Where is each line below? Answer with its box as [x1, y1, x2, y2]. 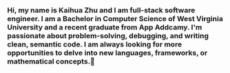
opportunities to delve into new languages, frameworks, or [7, 48, 208, 57]
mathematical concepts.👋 [7, 57, 95, 66]
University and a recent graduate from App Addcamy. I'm [7, 23, 202, 32]
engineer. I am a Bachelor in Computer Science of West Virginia [7, 14, 224, 23]
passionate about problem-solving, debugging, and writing [7, 31, 209, 40]
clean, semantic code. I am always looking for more [7, 40, 182, 49]
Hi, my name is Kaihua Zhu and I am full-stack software [7, 5, 196, 15]
